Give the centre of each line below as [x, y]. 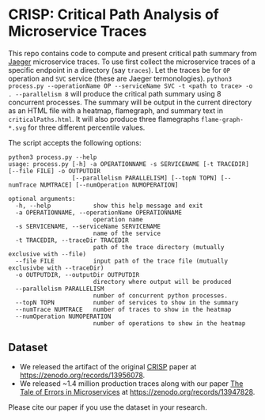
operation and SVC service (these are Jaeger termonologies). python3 [120, 78]
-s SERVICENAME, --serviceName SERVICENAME [88, 226]
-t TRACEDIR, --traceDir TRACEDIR [72, 240]
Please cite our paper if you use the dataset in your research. [108, 407]
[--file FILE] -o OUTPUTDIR [55, 171]
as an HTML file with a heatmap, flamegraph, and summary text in [116, 110]
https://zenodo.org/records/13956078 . [82, 375]
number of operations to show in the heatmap [169, 323]
